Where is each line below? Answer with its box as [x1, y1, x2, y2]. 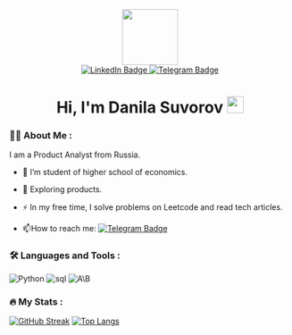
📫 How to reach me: [21, 223, 96, 234]
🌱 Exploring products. [21, 184, 103, 195]
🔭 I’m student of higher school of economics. [21, 167, 188, 178]
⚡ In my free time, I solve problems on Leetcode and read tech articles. [21, 202, 283, 213]
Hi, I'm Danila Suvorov [56, 97, 223, 118]
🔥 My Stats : [9, 295, 63, 307]
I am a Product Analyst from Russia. [9, 149, 141, 160]
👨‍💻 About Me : [9, 130, 73, 142]
